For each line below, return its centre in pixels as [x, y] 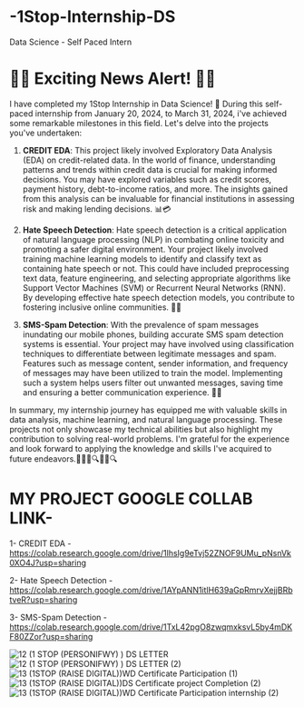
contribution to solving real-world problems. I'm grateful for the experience [150, 439]
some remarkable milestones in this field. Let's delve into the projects [139, 123]
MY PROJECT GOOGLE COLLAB [131, 499]
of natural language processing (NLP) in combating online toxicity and [153, 239]
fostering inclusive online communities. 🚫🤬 [102, 307]
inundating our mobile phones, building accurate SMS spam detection [153, 334]
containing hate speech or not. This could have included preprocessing [156, 268]
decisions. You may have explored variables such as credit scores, [147, 179]
